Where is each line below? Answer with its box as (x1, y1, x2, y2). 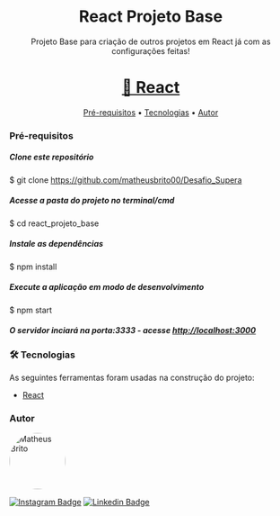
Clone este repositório (9, 151, 94, 163)
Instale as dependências (9, 239, 104, 249)
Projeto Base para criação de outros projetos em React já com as (31, 36, 271, 47)
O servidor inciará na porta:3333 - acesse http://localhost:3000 (9, 325, 257, 336)
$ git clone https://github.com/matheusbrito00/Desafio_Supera (9, 174, 242, 186)
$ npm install (9, 261, 57, 272)
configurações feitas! (111, 45, 190, 56)
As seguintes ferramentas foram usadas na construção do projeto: (9, 372, 255, 384)
